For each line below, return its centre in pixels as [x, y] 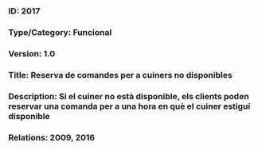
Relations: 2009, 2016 [52, 137]
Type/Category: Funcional [60, 32]
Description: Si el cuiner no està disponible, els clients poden [129, 96]
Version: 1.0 [32, 53]
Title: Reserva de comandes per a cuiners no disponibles [120, 75]
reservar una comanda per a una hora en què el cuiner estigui [129, 106]
